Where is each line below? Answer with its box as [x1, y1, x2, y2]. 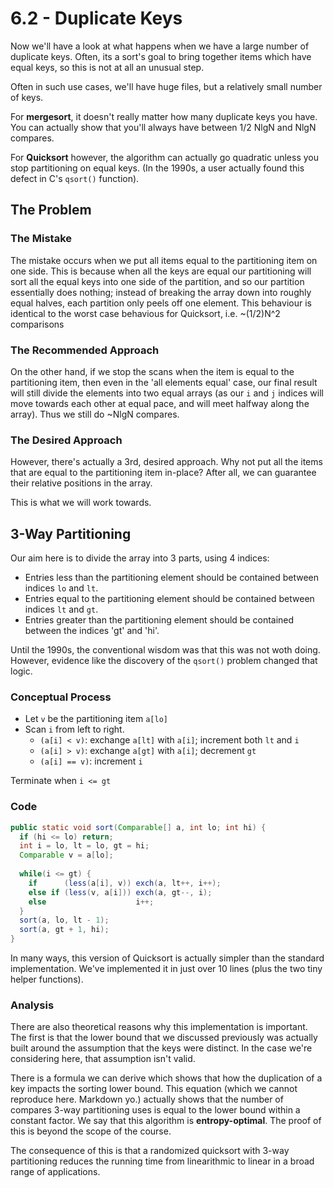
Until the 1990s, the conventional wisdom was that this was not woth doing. [10, 644, 321, 656]
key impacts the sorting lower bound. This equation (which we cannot [10, 1083, 298, 1095]
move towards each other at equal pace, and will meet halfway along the [10, 397, 310, 409]
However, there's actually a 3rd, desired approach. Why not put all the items [10, 456, 323, 468]
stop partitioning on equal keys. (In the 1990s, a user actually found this [10, 162, 305, 174]
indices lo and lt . [24, 582, 99, 594]
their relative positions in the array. [10, 477, 153, 489]
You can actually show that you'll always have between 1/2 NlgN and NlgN [10, 121, 317, 133]
